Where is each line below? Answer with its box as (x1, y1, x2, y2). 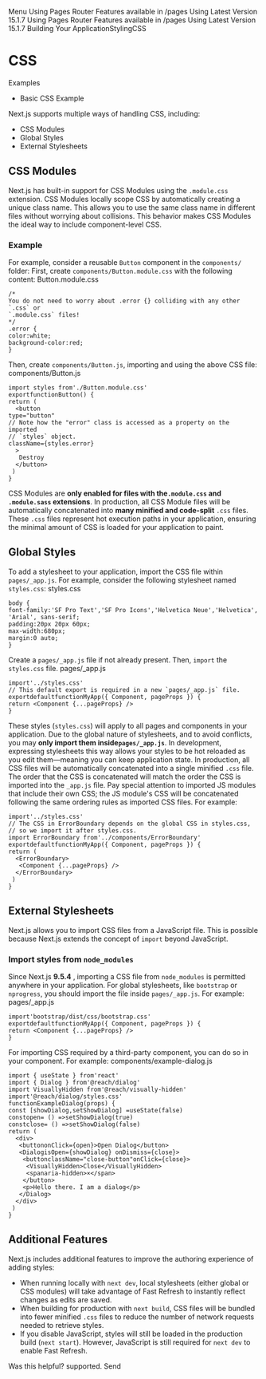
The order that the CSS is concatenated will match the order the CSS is (8, 772, 241, 781)
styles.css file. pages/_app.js (8, 663, 106, 673)
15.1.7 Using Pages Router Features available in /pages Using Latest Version (8, 15, 256, 25)
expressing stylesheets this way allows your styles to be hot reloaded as (8, 746, 246, 756)
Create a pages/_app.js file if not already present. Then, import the (8, 654, 228, 665)
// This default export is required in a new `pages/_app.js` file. (8, 686, 241, 693)
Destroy (18, 454, 45, 462)
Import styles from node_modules (8, 954, 134, 965)
